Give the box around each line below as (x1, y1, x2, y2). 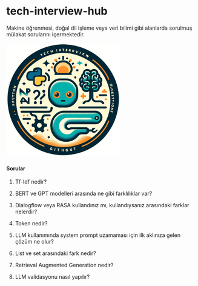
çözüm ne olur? (15, 238, 54, 245)
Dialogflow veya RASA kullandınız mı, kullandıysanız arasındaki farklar (15, 202, 190, 209)
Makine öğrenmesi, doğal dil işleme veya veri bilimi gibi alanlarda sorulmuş (6, 24, 193, 32)
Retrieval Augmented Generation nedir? (15, 262, 114, 269)
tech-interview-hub (6, 4, 108, 18)
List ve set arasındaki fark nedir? (15, 250, 97, 257)
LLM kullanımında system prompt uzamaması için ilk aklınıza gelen (15, 231, 180, 239)
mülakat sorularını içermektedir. (6, 30, 85, 38)
